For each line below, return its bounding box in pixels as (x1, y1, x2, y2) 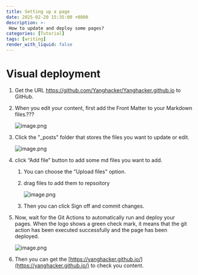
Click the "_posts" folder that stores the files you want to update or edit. (14, 134, 190, 141)
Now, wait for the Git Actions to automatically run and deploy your (14, 213, 176, 221)
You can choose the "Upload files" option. (23, 168, 126, 175)
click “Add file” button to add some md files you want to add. (14, 156, 163, 163)
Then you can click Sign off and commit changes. (23, 202, 145, 209)
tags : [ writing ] (6, 36, 46, 42)
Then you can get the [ (14, 255, 71, 263)
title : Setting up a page (6, 8, 70, 15)
